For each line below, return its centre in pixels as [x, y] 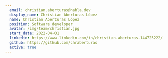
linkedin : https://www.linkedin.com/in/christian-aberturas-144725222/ [86, 38]
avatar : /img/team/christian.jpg [44, 29]
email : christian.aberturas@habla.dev [50, 10]
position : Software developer [41, 24]
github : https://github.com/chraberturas [53, 43]
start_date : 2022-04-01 [34, 33]
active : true [23, 47]
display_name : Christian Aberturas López [53, 15]
